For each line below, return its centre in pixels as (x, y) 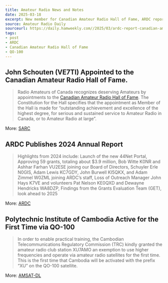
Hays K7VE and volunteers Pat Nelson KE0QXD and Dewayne (81, 183)
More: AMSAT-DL (23, 275)
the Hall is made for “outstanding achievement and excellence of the (88, 108)
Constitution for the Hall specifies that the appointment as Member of (89, 103)
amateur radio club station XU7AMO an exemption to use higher (83, 249)
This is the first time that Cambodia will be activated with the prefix (86, 260)
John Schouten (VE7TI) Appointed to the (69, 72)
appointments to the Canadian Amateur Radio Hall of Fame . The (83, 97)
